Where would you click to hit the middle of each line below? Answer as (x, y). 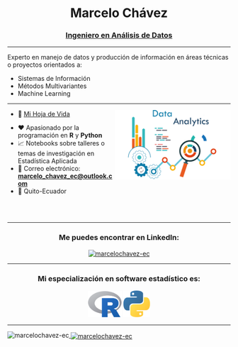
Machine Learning (44, 94)
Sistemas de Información (54, 79)
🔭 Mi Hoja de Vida (44, 114)
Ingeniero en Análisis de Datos (119, 35)
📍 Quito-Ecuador (42, 191)
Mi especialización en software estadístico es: (119, 279)
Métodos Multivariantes (52, 86)
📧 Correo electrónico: (49, 169)
